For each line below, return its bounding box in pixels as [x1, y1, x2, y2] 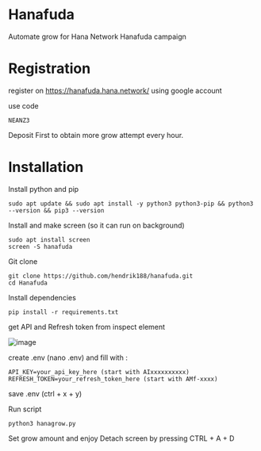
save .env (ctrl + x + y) [8, 388, 83, 398]
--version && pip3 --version [8, 206, 105, 215]
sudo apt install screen [8, 235, 90, 243]
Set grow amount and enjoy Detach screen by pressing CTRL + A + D [8, 434, 235, 443]
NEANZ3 [8, 117, 30, 124]
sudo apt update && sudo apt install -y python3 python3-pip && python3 [8, 200, 254, 208]
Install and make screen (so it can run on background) [8, 220, 185, 230]
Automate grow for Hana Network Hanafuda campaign [8, 32, 186, 41]
